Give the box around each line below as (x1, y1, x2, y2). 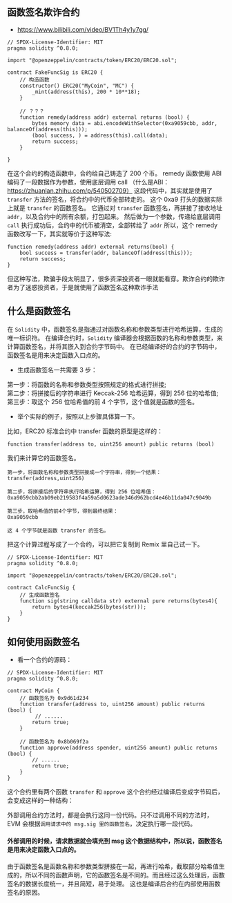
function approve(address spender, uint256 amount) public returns (19, 745, 217, 752)
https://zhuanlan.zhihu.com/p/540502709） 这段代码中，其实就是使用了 (7, 186, 213, 195)
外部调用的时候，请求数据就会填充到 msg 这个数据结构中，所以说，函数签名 (7, 837, 223, 845)
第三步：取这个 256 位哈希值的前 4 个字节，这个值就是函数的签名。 (7, 397, 199, 406)
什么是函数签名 (7, 305, 71, 317)
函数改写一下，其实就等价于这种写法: (7, 229, 113, 238)
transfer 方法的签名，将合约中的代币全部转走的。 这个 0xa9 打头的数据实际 (7, 195, 223, 203)
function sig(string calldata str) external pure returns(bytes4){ (19, 597, 217, 605)
